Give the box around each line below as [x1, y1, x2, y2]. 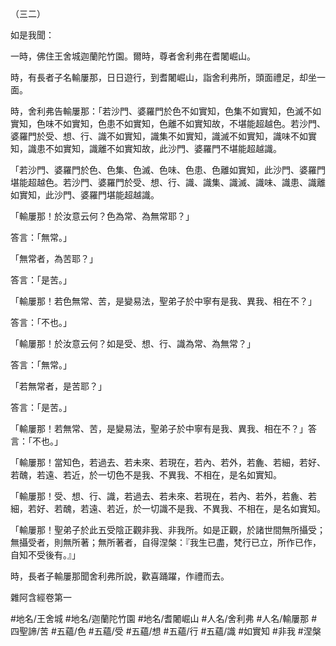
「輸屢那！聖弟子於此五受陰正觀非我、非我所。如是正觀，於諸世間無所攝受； [10, 524, 326, 536]
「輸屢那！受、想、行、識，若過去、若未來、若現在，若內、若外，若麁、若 [10, 490, 317, 502]
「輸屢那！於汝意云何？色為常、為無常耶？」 [10, 210, 195, 222]
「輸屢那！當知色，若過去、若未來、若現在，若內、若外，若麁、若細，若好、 [10, 457, 326, 468]
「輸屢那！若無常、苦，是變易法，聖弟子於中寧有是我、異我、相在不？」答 [10, 423, 317, 434]
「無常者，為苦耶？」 [10, 253, 98, 264]
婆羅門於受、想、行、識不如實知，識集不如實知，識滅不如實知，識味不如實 [10, 130, 317, 142]
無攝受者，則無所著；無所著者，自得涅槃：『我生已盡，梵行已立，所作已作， [10, 537, 322, 548]
